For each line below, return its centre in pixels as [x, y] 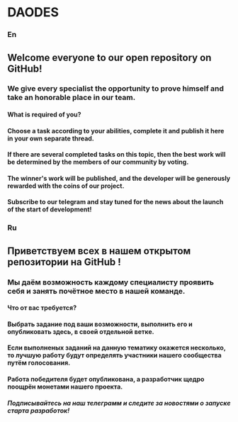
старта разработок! [39, 410]
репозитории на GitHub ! [64, 262]
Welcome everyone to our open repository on [109, 57]
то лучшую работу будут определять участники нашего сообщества [114, 355]
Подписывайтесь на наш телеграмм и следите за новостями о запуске [119, 403]
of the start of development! [50, 209]
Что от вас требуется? [42, 308]
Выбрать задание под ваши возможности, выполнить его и [100, 324]
